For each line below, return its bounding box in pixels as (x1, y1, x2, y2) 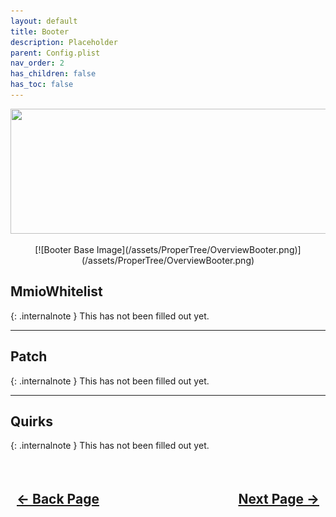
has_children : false (10, 69, 97, 79)
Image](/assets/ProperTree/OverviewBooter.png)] (96, 243, 302, 255)
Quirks (10, 413, 53, 430)
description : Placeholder (10, 37, 118, 47)
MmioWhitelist (10, 283, 103, 300)
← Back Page (16, 490, 100, 507)
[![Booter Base (34, 243, 95, 255)
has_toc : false (10, 80, 74, 90)
